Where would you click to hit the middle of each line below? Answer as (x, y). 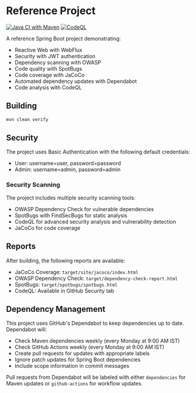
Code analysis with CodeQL (48, 87)
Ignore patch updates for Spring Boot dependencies (77, 359)
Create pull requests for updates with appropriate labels (82, 354)
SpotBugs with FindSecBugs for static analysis (71, 215)
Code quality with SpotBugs (48, 68)
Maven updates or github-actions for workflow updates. (74, 384)
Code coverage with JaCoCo (50, 75)
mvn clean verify (27, 119)
